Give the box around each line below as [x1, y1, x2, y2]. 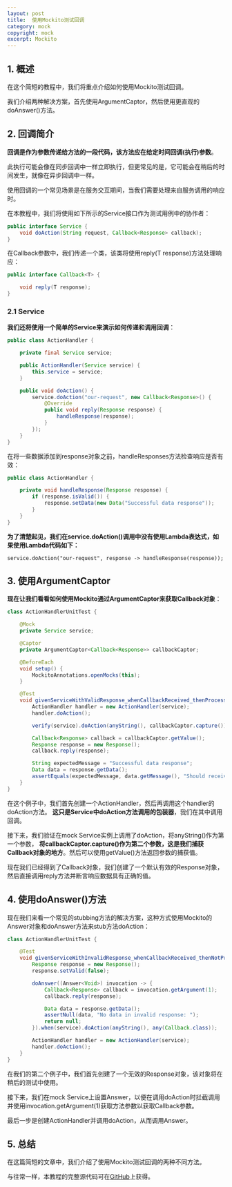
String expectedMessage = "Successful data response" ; [32, 760, 193, 767]
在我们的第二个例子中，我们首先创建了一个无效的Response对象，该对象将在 [7, 1070, 223, 1078]
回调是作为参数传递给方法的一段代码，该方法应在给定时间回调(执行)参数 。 [7, 148, 217, 156]
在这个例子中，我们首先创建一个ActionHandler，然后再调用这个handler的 [7, 799, 215, 807]
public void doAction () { [19, 387, 95, 394]
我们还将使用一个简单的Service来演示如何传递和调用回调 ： [7, 323, 175, 331]
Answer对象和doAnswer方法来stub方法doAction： [7, 922, 151, 930]
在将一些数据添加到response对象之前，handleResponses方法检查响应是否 [7, 452, 217, 460]
